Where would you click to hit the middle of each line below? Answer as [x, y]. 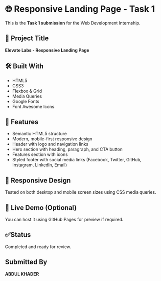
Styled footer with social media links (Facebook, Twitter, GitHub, [77, 160]
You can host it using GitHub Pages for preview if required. [64, 219]
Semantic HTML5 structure [39, 134]
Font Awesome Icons [33, 106]
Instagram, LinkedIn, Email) [39, 165]
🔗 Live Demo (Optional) [41, 208]
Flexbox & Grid [27, 91]
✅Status [18, 235]
